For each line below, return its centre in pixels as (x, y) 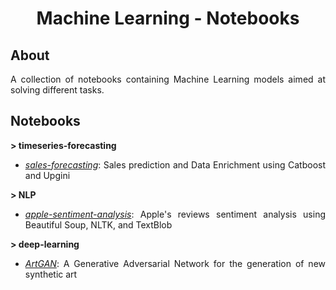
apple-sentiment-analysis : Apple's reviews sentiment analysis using (175, 214)
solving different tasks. (57, 90)
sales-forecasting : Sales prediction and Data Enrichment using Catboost (175, 164)
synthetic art (51, 274)
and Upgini (47, 175)
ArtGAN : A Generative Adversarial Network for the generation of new (175, 263)
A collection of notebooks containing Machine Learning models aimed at (168, 79)
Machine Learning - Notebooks (168, 18)
